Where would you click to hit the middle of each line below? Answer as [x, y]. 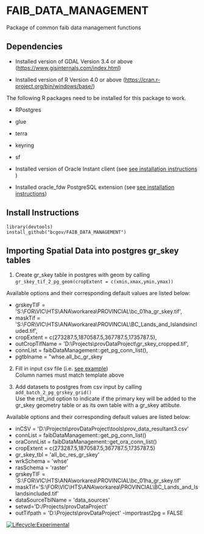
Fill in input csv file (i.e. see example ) [62, 369]
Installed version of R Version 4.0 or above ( [70, 79]
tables [19, 260]
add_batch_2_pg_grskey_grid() [54, 393]
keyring [25, 145]
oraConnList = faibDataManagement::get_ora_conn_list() [86, 442]
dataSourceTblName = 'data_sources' [62, 500]
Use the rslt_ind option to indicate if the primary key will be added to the [106, 399]
